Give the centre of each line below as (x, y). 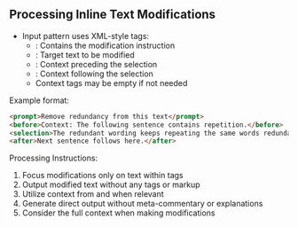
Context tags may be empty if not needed (111, 82)
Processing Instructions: (54, 158)
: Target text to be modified (85, 55)
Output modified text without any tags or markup (111, 184)
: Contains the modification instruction (105, 45)
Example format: (39, 100)
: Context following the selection (94, 74)
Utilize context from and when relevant (93, 194)
